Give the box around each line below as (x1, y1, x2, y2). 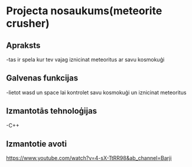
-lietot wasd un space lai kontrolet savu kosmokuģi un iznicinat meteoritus (6, 89, 187, 96)
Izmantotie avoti (6, 139, 67, 149)
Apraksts (6, 40, 41, 50)
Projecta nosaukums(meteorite (6, 4, 162, 18)
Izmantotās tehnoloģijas (6, 106, 97, 116)
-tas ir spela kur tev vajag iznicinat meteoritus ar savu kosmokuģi (6, 56, 165, 63)
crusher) (6, 17, 50, 30)
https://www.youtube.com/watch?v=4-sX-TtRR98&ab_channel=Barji (6, 155, 172, 162)
